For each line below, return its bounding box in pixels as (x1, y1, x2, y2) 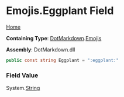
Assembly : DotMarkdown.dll (6, 46, 75, 53)
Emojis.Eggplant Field (6, 4, 114, 18)
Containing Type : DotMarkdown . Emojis (6, 34, 102, 41)
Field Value (6, 71, 39, 79)
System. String (6, 85, 40, 92)
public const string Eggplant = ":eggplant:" (6, 57, 119, 63)
